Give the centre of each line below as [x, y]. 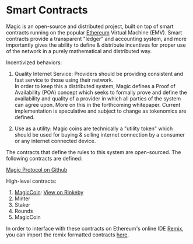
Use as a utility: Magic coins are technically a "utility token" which [94, 128]
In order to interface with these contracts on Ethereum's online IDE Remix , [95, 228]
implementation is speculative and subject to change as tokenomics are [100, 111]
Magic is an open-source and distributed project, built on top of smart [90, 26]
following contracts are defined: [44, 158]
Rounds [24, 211]
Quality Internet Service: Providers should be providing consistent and [99, 74]
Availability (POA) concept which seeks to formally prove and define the [101, 92]
